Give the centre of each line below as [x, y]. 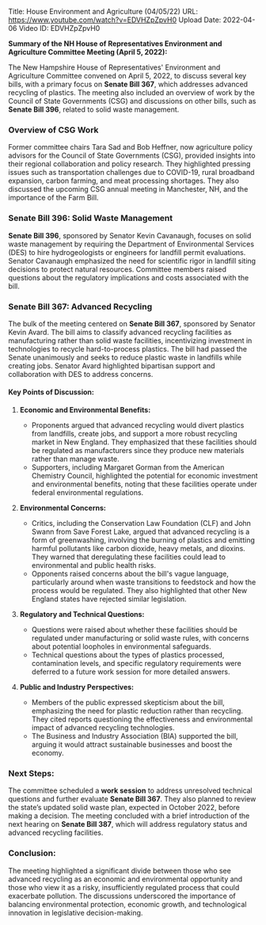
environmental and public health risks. [94, 565]
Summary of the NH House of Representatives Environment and [115, 44]
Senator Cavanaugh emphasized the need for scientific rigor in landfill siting [132, 261]
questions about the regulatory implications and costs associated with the [129, 277]
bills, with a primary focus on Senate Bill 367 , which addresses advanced [128, 84]
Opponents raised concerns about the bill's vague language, [130, 574]
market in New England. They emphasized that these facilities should [144, 442]
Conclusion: [32, 853]
